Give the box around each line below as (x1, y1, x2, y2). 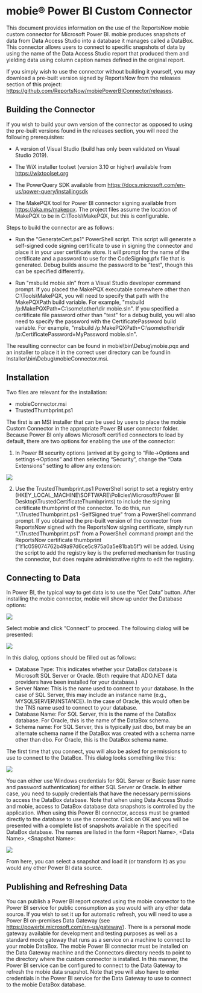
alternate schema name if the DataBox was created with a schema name (14, 730, 195, 737)
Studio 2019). (14, 151, 48, 159)
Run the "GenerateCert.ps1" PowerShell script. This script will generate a (14, 235, 196, 242)
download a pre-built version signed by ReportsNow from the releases (6, 74, 181, 81)
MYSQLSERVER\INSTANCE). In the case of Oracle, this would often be (14, 698, 190, 705)
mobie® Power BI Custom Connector (6, 4, 192, 18)
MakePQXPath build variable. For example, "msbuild (14, 298, 145, 306)
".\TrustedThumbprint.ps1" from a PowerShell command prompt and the (14, 529, 194, 537)
